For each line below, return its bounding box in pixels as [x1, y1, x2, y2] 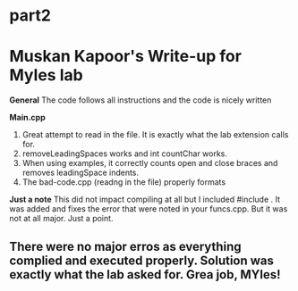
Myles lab [9, 65, 83, 86]
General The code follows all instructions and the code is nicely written [9, 95, 272, 105]
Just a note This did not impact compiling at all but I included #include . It [9, 194, 280, 205]
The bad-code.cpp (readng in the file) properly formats [21, 177, 226, 187]
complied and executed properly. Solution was [9, 253, 275, 268]
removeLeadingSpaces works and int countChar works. [21, 148, 228, 159]
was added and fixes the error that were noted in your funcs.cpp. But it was [9, 204, 288, 214]
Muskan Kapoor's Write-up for [9, 46, 242, 67]
